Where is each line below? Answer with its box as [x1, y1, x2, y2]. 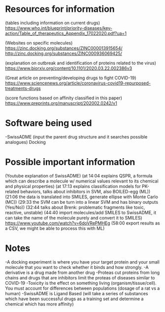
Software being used [5, 118, 92, 129]
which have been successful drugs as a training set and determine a [5, 296, 144, 302]
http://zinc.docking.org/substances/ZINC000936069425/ [5, 50, 122, 56]
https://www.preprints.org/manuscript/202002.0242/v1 [5, 100, 117, 106]
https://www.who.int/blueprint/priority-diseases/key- [5, 25, 112, 31]
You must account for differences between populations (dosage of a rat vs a [5, 285, 160, 291]
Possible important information [5, 157, 135, 168]
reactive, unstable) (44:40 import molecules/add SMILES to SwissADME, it [5, 209, 157, 216]
